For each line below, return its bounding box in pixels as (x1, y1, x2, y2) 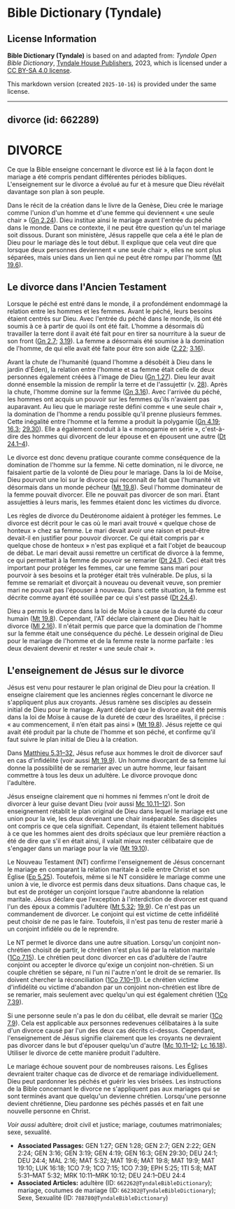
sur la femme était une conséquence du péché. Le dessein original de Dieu (7, 629, 223, 638)
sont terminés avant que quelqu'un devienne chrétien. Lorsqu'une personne (7, 1091, 227, 1100)
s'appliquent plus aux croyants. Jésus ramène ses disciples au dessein (7, 698, 212, 706)
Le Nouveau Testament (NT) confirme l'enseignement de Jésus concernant (7, 857, 225, 866)
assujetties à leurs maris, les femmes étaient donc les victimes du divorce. (7, 498, 222, 506)
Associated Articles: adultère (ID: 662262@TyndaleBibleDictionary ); (17, 1178, 213, 1187)
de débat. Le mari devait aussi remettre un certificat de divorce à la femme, (7, 548, 225, 558)
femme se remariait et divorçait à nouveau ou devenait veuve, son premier (7, 579, 222, 587)
